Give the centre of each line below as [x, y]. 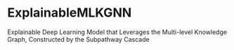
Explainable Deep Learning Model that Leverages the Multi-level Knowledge [117, 32]
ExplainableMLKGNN [70, 13]
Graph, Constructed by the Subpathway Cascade [78, 39]
